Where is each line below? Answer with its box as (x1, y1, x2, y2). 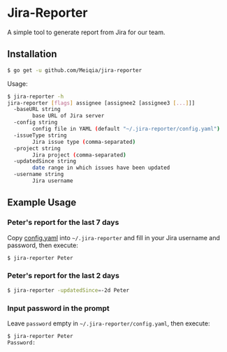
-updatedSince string (13, 158, 77, 165)
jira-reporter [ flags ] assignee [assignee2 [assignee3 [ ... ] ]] (7, 99, 196, 106)
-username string (13, 171, 64, 178)
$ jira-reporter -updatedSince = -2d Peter (7, 286, 130, 294)
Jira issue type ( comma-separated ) (32, 138, 136, 145)
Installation (7, 48, 57, 60)
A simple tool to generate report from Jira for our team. (7, 28, 166, 36)
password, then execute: (7, 241, 79, 249)
